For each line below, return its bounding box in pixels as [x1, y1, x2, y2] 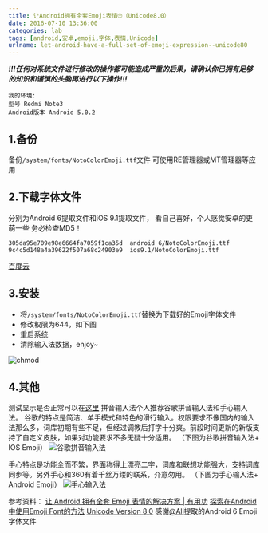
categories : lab [8, 26, 62, 34]
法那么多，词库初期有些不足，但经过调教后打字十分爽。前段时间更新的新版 [8, 423, 253, 432]
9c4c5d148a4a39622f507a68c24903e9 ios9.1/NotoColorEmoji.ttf [8, 246, 219, 254]
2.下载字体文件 [8, 191, 82, 204]
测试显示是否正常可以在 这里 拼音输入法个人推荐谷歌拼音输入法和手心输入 [8, 403, 248, 413]
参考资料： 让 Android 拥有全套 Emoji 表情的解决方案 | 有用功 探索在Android [8, 496, 257, 507]
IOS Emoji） [8, 443, 48, 452]
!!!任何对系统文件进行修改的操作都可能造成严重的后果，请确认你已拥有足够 [8, 65, 254, 74]
